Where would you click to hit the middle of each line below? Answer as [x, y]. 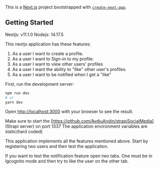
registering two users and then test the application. [57, 146]
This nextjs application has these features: [48, 44]
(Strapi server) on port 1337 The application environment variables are [76, 126]
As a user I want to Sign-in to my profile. [53, 59]
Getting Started [29, 22]
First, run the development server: [40, 84]
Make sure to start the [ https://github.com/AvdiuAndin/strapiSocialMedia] [79, 121]
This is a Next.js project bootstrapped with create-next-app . [66, 7]
